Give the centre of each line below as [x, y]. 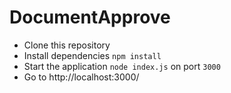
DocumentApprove [90, 17]
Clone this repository [67, 45]
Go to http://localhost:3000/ [81, 77]
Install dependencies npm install [92, 55]
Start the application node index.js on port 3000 [122, 66]
